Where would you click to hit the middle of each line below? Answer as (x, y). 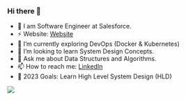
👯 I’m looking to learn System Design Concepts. (86, 51)
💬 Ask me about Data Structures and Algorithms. (87, 59)
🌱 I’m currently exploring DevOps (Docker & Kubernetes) (98, 44)
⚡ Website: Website (45, 34)
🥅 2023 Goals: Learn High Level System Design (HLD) (94, 76)
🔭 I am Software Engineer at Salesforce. (75, 26)
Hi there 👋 (24, 11)
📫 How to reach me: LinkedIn (60, 67)
